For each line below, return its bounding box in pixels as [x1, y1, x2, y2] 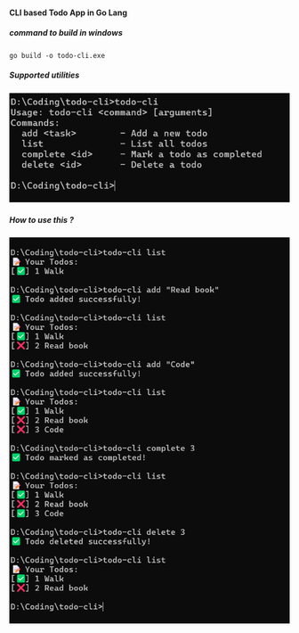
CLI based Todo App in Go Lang [9, 7, 127, 18]
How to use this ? [9, 214, 74, 225]
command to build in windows [9, 28, 123, 38]
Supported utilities [9, 70, 80, 80]
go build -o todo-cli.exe [9, 51, 105, 60]
